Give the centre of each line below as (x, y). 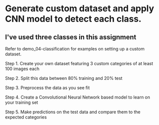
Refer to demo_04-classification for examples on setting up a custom (75, 49)
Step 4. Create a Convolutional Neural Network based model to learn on (78, 97)
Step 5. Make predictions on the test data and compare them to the (73, 112)
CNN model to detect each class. (73, 19)
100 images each (22, 69)
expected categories (26, 117)
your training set (22, 102)
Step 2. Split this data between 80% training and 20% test (64, 78)
